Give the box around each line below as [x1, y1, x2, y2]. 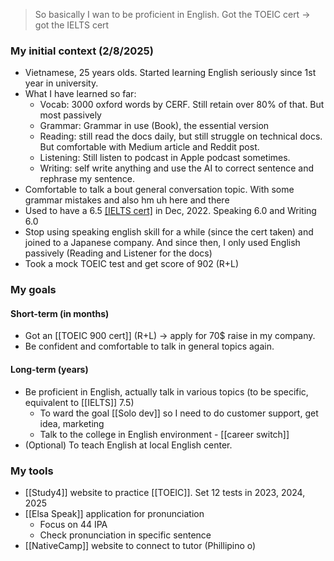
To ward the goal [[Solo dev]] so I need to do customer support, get [39, 407, 319, 419]
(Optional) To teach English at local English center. [24, 439, 233, 451]
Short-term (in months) [10, 307, 110, 319]
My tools [10, 464, 54, 478]
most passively [39, 109, 102, 121]
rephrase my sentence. [39, 173, 136, 185]
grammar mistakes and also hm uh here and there [24, 194, 230, 206]
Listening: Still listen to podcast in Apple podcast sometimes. [39, 152, 291, 164]
